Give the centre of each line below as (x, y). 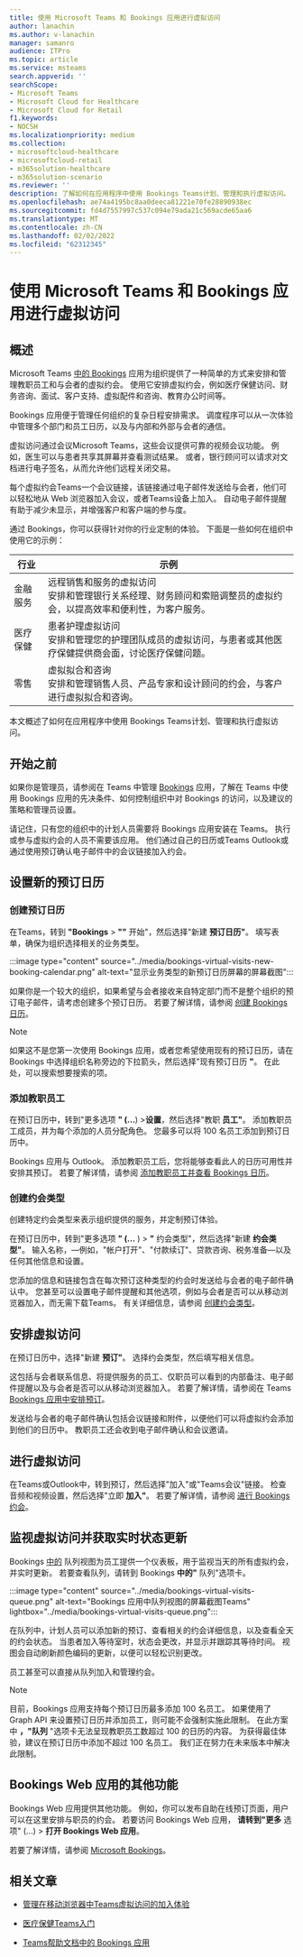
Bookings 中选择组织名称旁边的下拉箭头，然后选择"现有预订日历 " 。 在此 (145, 1061)
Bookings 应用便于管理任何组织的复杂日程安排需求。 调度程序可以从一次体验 (151, 415)
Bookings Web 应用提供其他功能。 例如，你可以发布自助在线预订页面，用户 (149, 1808)
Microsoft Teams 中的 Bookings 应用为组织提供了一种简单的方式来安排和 (144, 373)
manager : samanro (42, 43)
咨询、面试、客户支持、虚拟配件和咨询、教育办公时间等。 (124, 396)
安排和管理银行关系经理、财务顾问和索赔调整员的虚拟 (161, 596)
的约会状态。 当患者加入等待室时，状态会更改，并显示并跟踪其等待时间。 (145, 1641)
